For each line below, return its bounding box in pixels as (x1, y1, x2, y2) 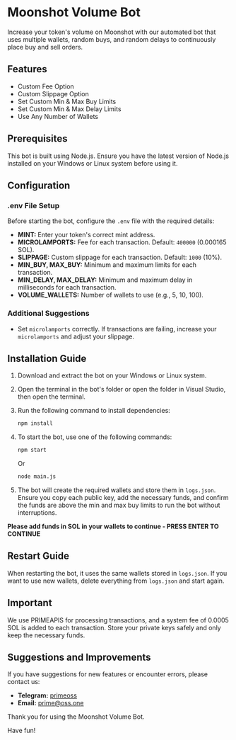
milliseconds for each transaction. (17, 283, 117, 292)
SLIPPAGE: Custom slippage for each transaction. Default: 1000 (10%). (17, 253, 223, 262)
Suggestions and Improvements (7, 651, 151, 663)
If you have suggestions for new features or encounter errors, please (7, 670, 208, 678)
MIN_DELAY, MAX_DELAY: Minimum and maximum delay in (17, 275, 193, 284)
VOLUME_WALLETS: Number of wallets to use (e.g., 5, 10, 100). (17, 291, 203, 300)
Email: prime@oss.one (17, 699, 84, 707)
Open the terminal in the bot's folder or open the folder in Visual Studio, (17, 385, 226, 394)
